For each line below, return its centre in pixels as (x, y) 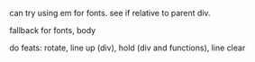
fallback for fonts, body (53, 30)
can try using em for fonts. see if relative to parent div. (110, 13)
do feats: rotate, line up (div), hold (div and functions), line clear (127, 48)
